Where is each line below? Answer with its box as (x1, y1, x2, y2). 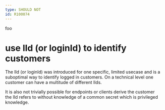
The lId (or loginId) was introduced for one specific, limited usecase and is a (5, 69, 161, 75)
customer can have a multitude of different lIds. (5, 80, 102, 85)
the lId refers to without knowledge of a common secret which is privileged (5, 94, 159, 100)
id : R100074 (5, 12, 30, 17)
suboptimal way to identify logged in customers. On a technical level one (5, 74, 154, 80)
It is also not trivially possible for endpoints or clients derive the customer (5, 89, 155, 95)
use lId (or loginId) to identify (5, 42, 127, 54)
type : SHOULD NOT (5, 7, 41, 12)
